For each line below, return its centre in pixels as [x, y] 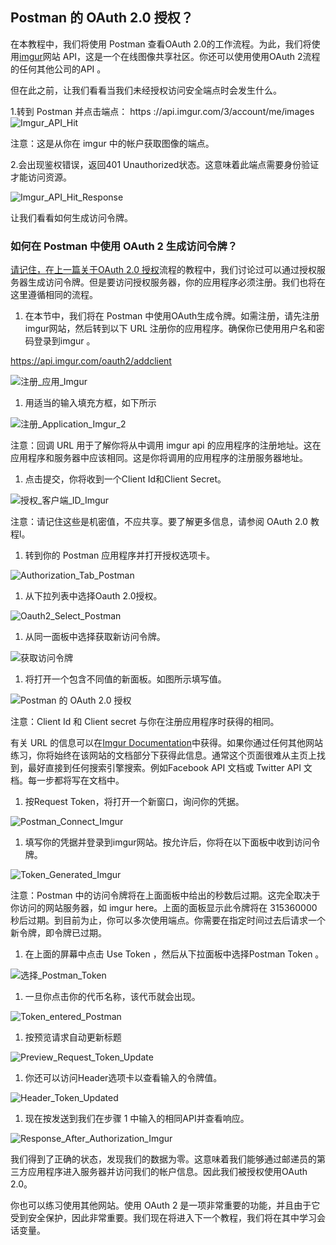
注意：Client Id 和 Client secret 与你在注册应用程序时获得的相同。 [145, 722]
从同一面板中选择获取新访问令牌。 [95, 637]
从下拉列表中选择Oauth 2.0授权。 [93, 596]
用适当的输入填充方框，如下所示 [90, 403]
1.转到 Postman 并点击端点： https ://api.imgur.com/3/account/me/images [162, 111]
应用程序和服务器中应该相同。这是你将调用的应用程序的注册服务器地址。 [159, 458]
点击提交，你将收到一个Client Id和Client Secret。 [125, 479]
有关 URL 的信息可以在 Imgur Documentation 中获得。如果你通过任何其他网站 [166, 743]
